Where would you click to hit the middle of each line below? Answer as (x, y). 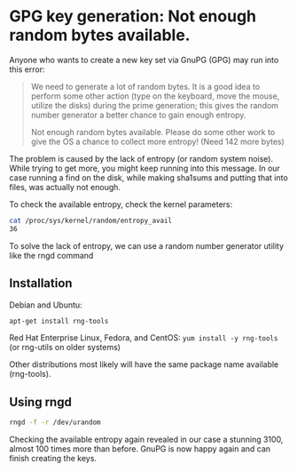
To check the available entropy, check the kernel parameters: (121, 204)
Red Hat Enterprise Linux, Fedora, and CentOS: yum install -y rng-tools (144, 338)
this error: (27, 69)
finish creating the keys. (53, 459)
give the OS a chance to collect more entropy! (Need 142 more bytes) (158, 141)
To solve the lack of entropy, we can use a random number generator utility (147, 245)
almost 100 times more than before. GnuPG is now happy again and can (140, 449)
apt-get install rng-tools (59, 321)
